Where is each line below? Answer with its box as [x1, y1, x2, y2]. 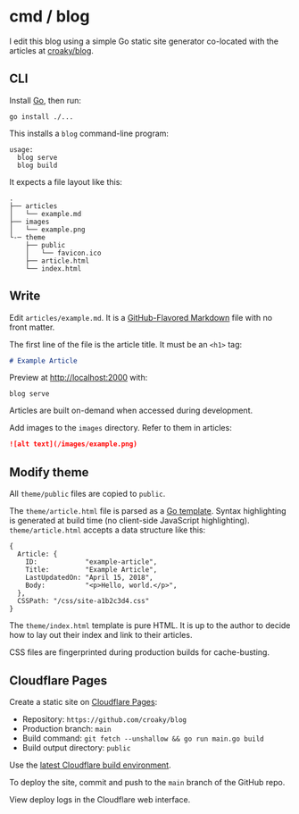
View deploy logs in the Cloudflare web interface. [9, 793, 191, 805]
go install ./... [9, 112, 74, 122]
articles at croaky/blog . [9, 45, 94, 55]
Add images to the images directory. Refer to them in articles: [9, 423, 232, 433]
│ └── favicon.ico [25, 248, 102, 257]
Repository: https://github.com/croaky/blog [21, 713, 187, 725]
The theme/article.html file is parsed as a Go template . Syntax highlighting [9, 506, 287, 516]
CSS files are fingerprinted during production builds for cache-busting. [9, 647, 270, 658]
